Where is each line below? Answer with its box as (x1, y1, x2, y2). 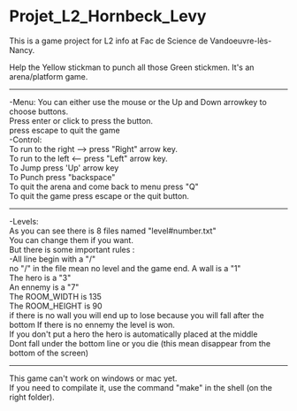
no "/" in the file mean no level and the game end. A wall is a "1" (9, 263, 241, 273)
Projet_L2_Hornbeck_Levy (9, 6, 207, 27)
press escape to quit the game (9, 125, 121, 135)
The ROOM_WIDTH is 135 (9, 291, 102, 301)
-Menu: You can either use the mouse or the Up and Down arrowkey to (9, 96, 267, 107)
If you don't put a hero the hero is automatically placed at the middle (9, 329, 258, 339)
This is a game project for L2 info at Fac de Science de (9, 35, 209, 46)
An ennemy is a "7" (9, 281, 80, 293)
